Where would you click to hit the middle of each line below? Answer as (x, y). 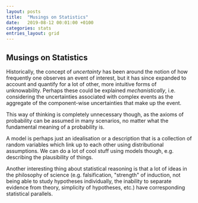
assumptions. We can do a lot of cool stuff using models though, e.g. (90, 150)
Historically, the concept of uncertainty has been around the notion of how (97, 71)
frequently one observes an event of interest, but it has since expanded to (96, 78)
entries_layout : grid (33, 34)
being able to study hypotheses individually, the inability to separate (89, 181)
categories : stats (29, 28)
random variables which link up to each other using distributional (85, 145)
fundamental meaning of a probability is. (55, 127)
